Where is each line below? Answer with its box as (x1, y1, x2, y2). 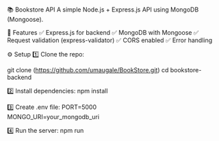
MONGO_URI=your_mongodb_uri (7, 113, 100, 121)
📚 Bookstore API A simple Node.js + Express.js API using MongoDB (7, 5, 199, 14)
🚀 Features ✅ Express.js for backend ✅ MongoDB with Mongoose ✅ (7, 29, 199, 36)
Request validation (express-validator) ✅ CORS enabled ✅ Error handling (7, 36, 213, 44)
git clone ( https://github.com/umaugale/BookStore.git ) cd (7, 66, 169, 74)
